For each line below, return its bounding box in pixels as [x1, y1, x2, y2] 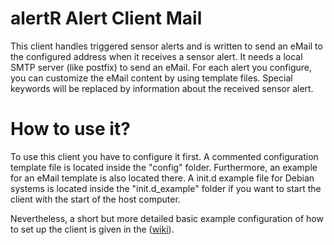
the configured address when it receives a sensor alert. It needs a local [10, 50, 303, 62]
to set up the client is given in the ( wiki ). [10, 223, 175, 235]
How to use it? [10, 118, 131, 141]
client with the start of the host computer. [10, 193, 181, 205]
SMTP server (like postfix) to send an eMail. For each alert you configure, [10, 61, 313, 73]
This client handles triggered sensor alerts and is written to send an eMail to [10, 40, 323, 52]
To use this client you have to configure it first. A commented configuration [10, 150, 319, 162]
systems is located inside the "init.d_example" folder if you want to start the [10, 182, 322, 194]
